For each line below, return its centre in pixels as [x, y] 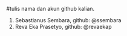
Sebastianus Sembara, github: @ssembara [68, 20]
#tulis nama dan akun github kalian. [50, 9]
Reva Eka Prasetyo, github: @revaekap [63, 27]
